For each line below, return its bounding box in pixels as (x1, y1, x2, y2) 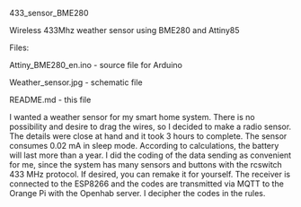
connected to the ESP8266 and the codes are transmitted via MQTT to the (9, 178, 285, 189)
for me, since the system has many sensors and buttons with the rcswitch (9, 160, 283, 169)
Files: (9, 42, 30, 53)
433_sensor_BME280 (9, 8, 89, 18)
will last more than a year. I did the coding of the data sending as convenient (9, 150, 292, 160)
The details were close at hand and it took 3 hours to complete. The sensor (9, 131, 288, 142)
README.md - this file (9, 94, 92, 105)
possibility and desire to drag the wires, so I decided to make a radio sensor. (9, 121, 292, 132)
